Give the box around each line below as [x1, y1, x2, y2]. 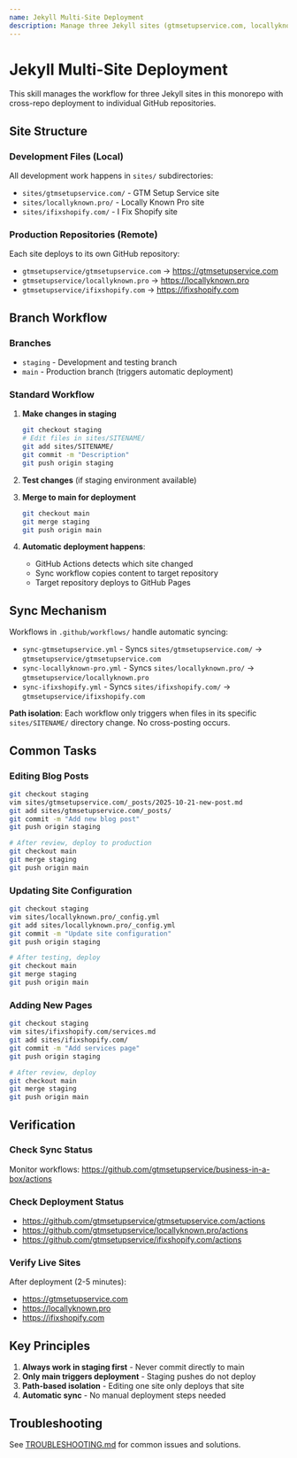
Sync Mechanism [9, 603, 108, 618]
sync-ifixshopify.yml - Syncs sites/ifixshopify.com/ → [21, 681, 232, 692]
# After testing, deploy [9, 953, 101, 962]
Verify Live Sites [9, 1257, 81, 1269]
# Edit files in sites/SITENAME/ [21, 434, 146, 443]
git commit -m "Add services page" [9, 1043, 141, 1052]
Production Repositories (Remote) [9, 229, 158, 241]
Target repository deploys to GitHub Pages [34, 578, 192, 588]
